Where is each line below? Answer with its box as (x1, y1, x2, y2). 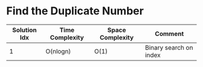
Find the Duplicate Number (6, 4, 144, 18)
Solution (11, 26, 37, 34)
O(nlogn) (45, 47, 71, 55)
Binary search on (144, 43, 193, 51)
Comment (155, 29, 184, 38)
